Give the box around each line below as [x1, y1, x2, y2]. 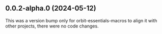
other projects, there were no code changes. [5, 23, 99, 29]
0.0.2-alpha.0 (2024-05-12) [5, 4, 96, 13]
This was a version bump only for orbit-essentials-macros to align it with [5, 17, 157, 23]
